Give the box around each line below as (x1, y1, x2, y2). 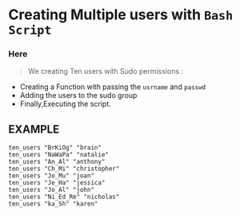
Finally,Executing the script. (19, 99, 111, 109)
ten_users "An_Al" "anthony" (8, 158, 106, 166)
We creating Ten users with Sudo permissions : (27, 67, 184, 76)
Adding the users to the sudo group (19, 91, 138, 100)
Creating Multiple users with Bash (8, 6, 234, 24)
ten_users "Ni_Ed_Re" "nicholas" (8, 193, 120, 202)
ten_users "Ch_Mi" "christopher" (8, 165, 120, 173)
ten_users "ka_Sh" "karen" (8, 200, 98, 208)
